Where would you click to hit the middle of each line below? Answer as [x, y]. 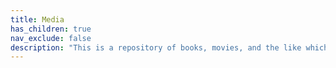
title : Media [37, 19]
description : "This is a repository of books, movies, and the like [156, 47]
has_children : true [51, 29]
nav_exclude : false [51, 38]
